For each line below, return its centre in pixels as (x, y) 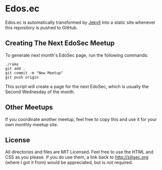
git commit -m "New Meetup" (34, 73)
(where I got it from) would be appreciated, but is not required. (69, 163)
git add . (15, 68)
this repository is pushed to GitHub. (41, 27)
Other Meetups (29, 107)
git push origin (22, 77)
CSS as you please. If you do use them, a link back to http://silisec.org (77, 157)
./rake (12, 64)
